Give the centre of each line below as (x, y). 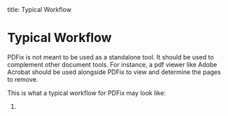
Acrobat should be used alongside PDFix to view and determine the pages (114, 72)
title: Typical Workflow (40, 9)
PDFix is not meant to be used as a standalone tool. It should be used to (111, 57)
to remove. (23, 79)
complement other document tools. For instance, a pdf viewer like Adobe (112, 64)
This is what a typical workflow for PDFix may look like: (87, 93)
